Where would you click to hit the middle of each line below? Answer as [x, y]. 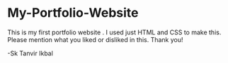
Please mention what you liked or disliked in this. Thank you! [95, 39]
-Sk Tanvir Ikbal [30, 53]
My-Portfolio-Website [73, 13]
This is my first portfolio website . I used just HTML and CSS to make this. [114, 32]
